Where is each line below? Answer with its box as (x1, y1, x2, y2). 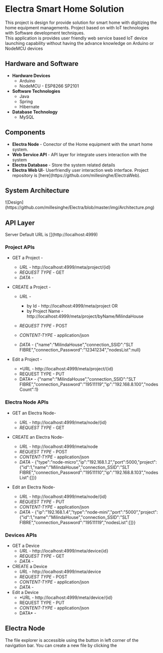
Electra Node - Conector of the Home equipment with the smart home (12, 141, 153, 147)
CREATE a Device (12, 564, 48, 570)
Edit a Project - (12, 356, 42, 362)
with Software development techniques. (5, 30, 85, 36)
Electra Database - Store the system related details (12, 162, 115, 168)
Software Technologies (12, 88, 61, 94)
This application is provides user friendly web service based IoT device (5, 35, 148, 41)
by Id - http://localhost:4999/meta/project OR (26, 303, 118, 309)
